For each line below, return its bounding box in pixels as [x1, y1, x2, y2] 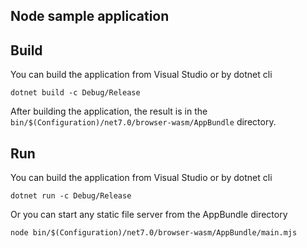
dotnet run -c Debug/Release [10, 191, 132, 201]
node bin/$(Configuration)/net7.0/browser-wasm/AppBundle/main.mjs [10, 228, 298, 238]
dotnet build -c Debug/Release [10, 88, 141, 98]
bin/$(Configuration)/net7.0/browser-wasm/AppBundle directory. [10, 116, 277, 128]
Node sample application [10, 8, 170, 25]
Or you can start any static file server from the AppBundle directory [10, 209, 288, 221]
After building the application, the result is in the [10, 105, 208, 118]
